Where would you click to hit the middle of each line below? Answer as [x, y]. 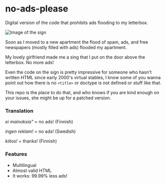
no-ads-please [37, 9]
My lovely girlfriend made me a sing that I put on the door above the [75, 57]
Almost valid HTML [32, 170]
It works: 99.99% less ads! [40, 175]
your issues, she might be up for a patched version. [58, 98]
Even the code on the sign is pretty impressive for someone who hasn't [78, 72]
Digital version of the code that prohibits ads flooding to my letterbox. [77, 23]
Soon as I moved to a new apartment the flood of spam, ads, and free [77, 42]
